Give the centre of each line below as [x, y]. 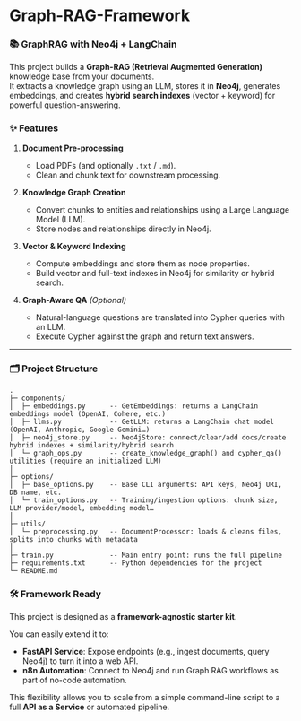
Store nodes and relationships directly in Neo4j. [124, 229]
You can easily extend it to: [59, 634]
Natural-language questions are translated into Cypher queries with [160, 317]
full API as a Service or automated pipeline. [90, 707]
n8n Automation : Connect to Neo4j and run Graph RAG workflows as [150, 671]
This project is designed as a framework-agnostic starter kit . [123, 617]
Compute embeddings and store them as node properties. [143, 263]
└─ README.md [34, 571]
